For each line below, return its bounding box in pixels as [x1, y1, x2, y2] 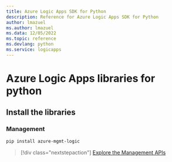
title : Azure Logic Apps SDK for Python [6, 8, 107, 15]
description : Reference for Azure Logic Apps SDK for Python [6, 14, 159, 20]
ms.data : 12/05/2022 [6, 30, 57, 36]
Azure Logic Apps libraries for [6, 71, 156, 85]
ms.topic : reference [6, 36, 57, 42]
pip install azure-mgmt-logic [6, 138, 80, 144]
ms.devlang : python [6, 42, 54, 47]
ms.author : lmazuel [6, 25, 54, 31]
